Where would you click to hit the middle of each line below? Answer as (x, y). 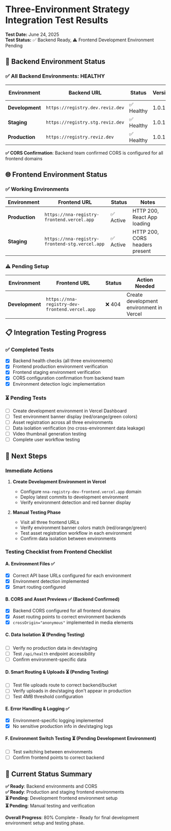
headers (142, 245)
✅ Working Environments (37, 189)
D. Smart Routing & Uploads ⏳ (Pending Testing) (57, 672)
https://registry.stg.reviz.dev (85, 122)
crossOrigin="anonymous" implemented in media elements (73, 622)
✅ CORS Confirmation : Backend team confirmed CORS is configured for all (84, 153)
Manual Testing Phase (37, 512)
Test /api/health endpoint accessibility (54, 654)
